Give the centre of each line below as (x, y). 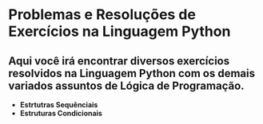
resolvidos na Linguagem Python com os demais (132, 73)
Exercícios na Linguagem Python (120, 31)
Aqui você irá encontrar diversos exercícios (119, 61)
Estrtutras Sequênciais (59, 105)
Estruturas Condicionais (61, 113)
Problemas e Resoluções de (102, 15)
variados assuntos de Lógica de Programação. (127, 85)
